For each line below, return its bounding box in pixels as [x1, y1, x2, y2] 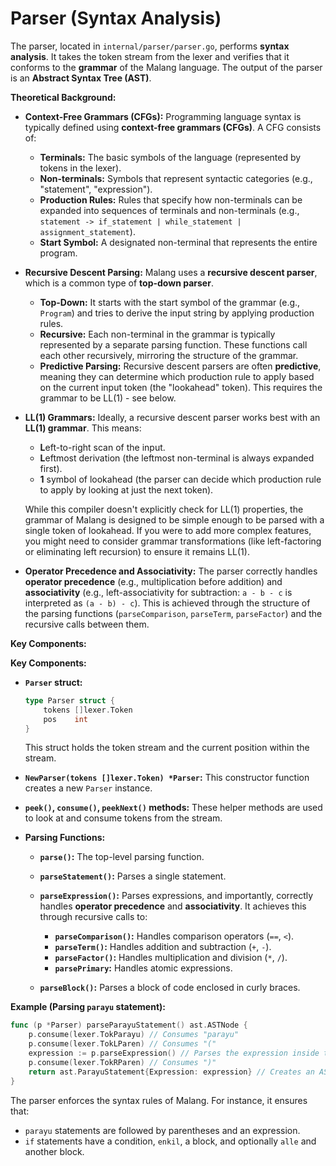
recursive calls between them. [24, 618, 150, 630]
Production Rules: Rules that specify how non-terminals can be [39, 193, 303, 206]
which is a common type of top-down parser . [24, 277, 214, 289]
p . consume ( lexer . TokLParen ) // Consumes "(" [28, 1039, 217, 1049]
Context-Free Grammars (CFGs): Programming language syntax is [24, 110, 302, 122]
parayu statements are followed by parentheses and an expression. [24, 1124, 301, 1136]
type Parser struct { [24, 695, 116, 706]
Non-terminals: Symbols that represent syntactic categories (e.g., [39, 172, 313, 184]
